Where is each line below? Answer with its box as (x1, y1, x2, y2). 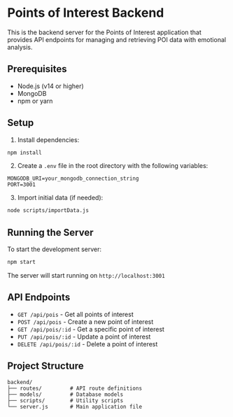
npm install (7, 149, 42, 156)
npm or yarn (17, 97, 53, 105)
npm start (7, 259, 36, 266)
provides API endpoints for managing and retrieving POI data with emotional (7, 35, 226, 43)
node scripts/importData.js (7, 207, 90, 214)
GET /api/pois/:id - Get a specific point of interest (17, 325, 164, 333)
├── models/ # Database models (7, 390, 124, 398)
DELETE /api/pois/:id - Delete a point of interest (17, 339, 158, 348)
